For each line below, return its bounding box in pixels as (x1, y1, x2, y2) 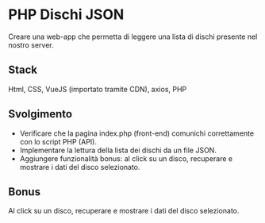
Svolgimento (8, 107, 73, 121)
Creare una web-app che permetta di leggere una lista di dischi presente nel (8, 32, 258, 41)
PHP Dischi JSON (8, 6, 125, 24)
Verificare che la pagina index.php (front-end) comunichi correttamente (19, 129, 255, 138)
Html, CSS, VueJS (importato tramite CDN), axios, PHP (8, 84, 187, 94)
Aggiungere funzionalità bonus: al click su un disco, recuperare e (19, 153, 232, 163)
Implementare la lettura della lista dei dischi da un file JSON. (19, 145, 217, 155)
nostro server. (8, 40, 54, 49)
